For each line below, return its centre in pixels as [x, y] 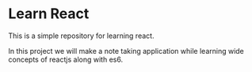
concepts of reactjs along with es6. [66, 59]
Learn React [49, 14]
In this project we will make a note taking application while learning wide [126, 51]
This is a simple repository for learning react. [81, 36]
